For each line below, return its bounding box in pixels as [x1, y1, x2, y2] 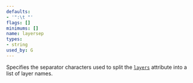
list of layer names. [6, 69, 53, 77]
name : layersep [6, 31, 44, 37]
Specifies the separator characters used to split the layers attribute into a [6, 63, 187, 71]
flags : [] [6, 20, 31, 25]
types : [6, 36, 23, 42]
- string [6, 42, 28, 48]
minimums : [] [6, 25, 39, 31]
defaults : [6, 8, 31, 15]
